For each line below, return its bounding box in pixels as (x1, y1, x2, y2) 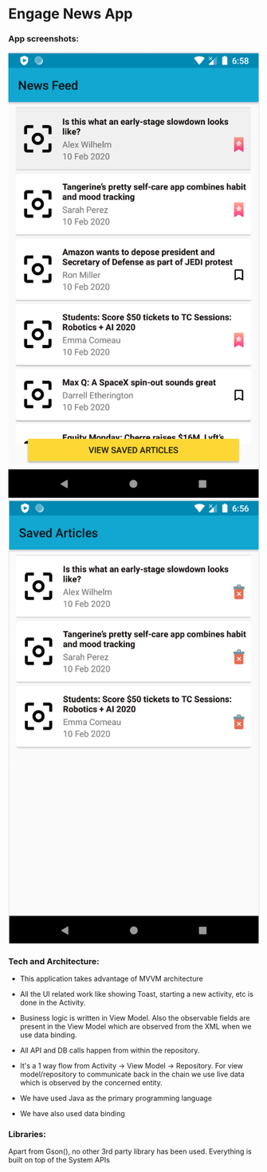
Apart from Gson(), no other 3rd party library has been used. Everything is (8, 1147, 253, 1156)
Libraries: (8, 1129, 46, 1140)
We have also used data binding (19, 1109, 125, 1119)
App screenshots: (8, 33, 80, 45)
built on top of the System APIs (8, 1155, 110, 1165)
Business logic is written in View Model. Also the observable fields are (19, 1013, 250, 1023)
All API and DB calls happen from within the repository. (19, 1045, 200, 1056)
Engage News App (8, 5, 133, 23)
